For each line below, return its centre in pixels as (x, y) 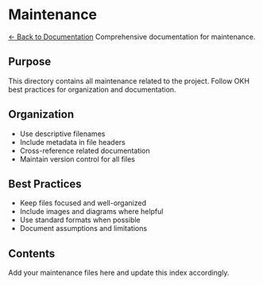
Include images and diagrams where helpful (91, 212)
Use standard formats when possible (80, 220)
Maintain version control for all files (77, 159)
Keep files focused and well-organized (83, 203)
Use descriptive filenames (62, 134)
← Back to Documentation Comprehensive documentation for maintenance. (132, 37)
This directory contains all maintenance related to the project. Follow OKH (129, 80)
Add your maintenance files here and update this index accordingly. (119, 273)
